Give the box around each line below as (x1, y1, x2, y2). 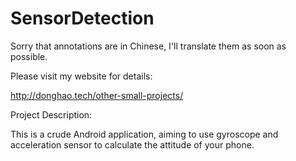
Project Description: (10, 108, 93, 121)
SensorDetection (10, 7, 155, 30)
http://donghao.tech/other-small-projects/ (10, 89, 184, 101)
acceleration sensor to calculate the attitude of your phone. (10, 138, 255, 151)
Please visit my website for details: (10, 70, 153, 82)
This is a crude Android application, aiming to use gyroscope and (10, 128, 279, 140)
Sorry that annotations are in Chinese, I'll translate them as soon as (10, 40, 287, 52)
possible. (10, 50, 48, 62)
